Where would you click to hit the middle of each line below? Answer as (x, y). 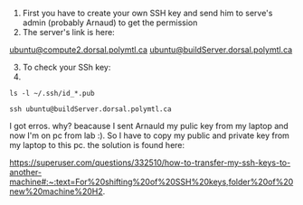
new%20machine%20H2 (57, 191)
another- (26, 172)
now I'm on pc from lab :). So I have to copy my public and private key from (149, 135)
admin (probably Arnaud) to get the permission (110, 23)
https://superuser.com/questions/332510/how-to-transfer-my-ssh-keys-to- (150, 163)
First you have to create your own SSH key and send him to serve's (147, 13)
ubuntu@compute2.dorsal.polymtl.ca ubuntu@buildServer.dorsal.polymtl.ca (151, 50)
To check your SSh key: (66, 67)
